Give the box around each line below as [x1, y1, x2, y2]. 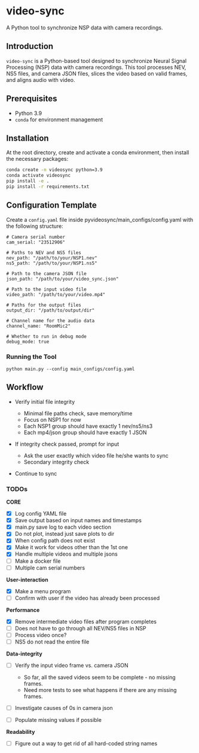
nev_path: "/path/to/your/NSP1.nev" [6, 255, 97, 261]
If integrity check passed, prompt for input [14, 440, 120, 447]
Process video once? [14, 631, 67, 638]
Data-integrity [6, 650, 43, 657]
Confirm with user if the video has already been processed [14, 594, 160, 602]
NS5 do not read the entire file [14, 638, 90, 645]
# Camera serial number [6, 234, 66, 240]
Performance [6, 606, 40, 614]
